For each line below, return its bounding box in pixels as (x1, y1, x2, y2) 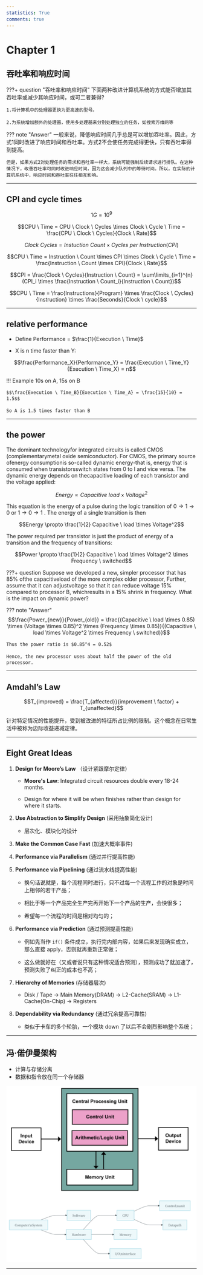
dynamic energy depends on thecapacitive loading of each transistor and (6, 472, 189, 479)
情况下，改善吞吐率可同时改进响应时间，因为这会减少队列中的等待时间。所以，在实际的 (6, 166, 191, 172)
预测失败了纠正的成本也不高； (24, 966, 98, 973)
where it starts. (24, 802, 62, 809)
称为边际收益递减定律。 (22, 725, 80, 732)
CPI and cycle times (6, 194, 83, 205)
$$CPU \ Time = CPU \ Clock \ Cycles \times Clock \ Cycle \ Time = (18, 223, 185, 230)
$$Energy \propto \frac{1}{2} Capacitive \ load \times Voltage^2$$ (19, 521, 184, 528)
